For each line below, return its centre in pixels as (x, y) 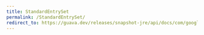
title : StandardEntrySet (38, 12)
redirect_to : (23, 23)
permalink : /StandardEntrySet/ (46, 17)
